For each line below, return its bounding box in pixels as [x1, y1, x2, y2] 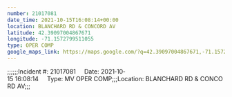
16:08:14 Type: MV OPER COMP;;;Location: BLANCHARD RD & [14, 74, 199, 83]
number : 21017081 [7, 10, 57, 17]
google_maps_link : [7, 49, 60, 56]
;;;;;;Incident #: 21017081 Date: [7, 67, 100, 76]
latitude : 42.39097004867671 [7, 29, 91, 36]
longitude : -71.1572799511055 [7, 36, 95, 43]
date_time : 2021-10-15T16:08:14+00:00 [7, 17, 119, 23]
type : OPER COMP [7, 42, 54, 49]
